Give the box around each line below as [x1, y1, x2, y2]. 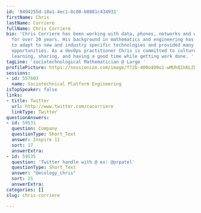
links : [6, 92, 23, 98]
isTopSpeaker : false [6, 87, 58, 93]
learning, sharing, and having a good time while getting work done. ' [11, 53, 194, 59]
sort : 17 [11, 142, 33, 148]
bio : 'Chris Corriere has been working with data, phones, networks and [6, 31, 191, 37]
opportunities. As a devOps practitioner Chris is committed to [11, 48, 175, 54]
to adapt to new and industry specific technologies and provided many [11, 42, 194, 48]
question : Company [11, 126, 58, 132]
